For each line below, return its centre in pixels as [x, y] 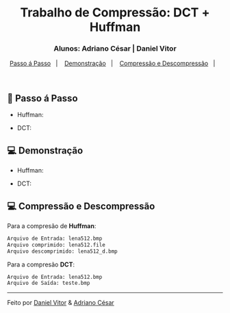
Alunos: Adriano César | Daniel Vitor [115, 49]
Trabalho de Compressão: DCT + [115, 13]
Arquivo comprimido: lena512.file [56, 245]
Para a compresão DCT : [41, 264]
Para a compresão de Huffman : [52, 226]
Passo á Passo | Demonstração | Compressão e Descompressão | [113, 64]
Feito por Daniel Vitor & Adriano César [61, 303]
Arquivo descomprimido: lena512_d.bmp [62, 251]
